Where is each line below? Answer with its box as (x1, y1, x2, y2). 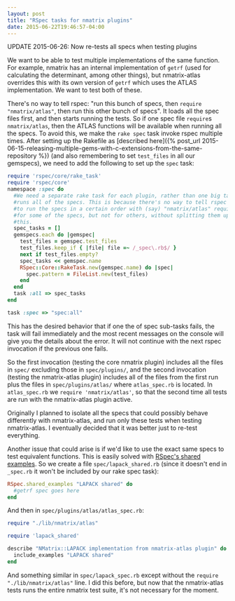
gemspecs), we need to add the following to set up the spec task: (7, 159, 194, 168)
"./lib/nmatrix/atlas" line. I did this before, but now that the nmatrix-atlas (7, 578, 224, 586)
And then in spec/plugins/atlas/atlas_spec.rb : (7, 506, 145, 515)
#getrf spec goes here (13, 487, 80, 494)
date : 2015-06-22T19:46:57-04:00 (7, 23, 105, 30)
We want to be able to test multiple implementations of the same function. (7, 56, 220, 65)
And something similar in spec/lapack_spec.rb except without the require (7, 571, 219, 579)
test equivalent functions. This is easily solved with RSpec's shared (7, 452, 201, 460)
